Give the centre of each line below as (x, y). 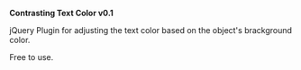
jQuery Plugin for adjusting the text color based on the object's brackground (151, 30)
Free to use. (32, 57)
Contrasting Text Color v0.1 (62, 13)
